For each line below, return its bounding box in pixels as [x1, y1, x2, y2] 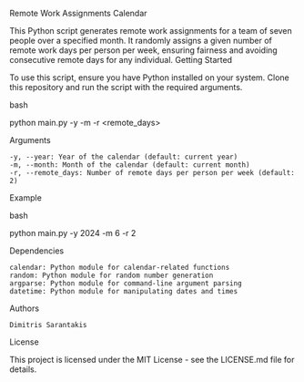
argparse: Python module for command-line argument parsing [9, 279, 243, 288]
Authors [9, 303, 39, 314]
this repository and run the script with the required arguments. [9, 82, 243, 92]
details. [9, 364, 37, 375]
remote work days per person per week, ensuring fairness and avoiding [9, 45, 278, 56]
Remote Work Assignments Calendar [9, 8, 147, 18]
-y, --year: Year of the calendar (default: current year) [9, 152, 238, 161]
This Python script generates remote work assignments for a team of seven [9, 26, 293, 36]
